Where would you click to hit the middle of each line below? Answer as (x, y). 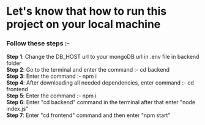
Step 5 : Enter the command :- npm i (51, 96)
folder (14, 63)
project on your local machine (84, 24)
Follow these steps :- (38, 44)
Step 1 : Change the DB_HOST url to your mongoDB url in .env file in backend (103, 57)
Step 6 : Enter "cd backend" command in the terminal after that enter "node (101, 102)
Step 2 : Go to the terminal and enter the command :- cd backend (88, 70)
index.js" (17, 109)
